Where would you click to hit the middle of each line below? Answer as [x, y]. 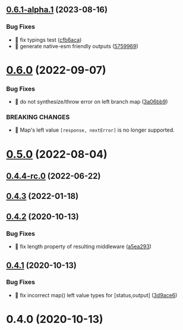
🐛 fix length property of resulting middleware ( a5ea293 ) [83, 247]
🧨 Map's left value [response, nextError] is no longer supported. [95, 130]
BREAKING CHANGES [38, 117]
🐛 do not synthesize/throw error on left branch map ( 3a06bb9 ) [91, 102]
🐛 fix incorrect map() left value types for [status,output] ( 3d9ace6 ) [96, 295]
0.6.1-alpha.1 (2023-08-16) [57, 10]
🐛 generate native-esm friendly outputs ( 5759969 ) [76, 46]
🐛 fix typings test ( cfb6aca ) [48, 40]
